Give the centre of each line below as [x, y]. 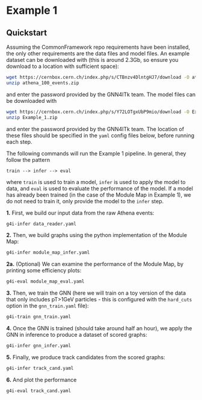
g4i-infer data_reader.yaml [41, 224]
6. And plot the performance [41, 380]
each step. [19, 141]
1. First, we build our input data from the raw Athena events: [80, 213]
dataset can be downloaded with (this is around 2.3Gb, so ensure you [92, 60]
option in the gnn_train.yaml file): [47, 306]
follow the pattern [28, 159]
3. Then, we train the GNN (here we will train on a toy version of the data [96, 293]
